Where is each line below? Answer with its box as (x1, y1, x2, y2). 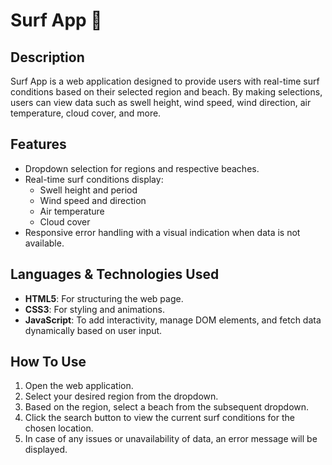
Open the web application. (24, 380, 134, 392)
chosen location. (24, 422, 94, 434)
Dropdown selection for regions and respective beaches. (24, 162, 260, 174)
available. (24, 237, 65, 249)
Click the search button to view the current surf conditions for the (24, 412, 295, 424)
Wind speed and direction (39, 194, 147, 206)
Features (10, 136, 67, 153)
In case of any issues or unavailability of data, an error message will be (24, 433, 318, 445)
